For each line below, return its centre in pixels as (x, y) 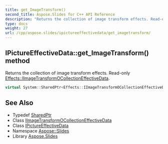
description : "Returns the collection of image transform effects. (77, 19)
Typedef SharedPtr (32, 115)
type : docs (16, 24)
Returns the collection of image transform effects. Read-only (68, 73)
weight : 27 (16, 28)
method (17, 61)
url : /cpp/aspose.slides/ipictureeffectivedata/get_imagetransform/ (78, 33)
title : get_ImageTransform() (35, 10)
